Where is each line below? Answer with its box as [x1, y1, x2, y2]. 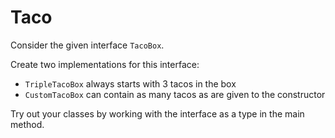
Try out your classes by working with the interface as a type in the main [10, 107, 305, 120]
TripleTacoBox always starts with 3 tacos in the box [24, 77, 237, 90]
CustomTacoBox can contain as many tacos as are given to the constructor [24, 88, 326, 100]
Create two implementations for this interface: [10, 58, 200, 70]
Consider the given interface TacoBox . [10, 39, 165, 51]
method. [10, 118, 45, 130]
